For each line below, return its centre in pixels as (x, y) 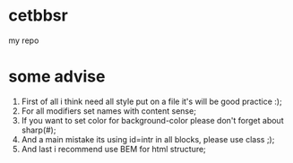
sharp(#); (39, 130)
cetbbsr (38, 16)
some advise (57, 77)
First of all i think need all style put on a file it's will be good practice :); (152, 101)
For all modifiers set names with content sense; (108, 111)
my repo (24, 40)
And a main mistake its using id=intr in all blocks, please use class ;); (148, 139)
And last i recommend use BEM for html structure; (114, 149)
